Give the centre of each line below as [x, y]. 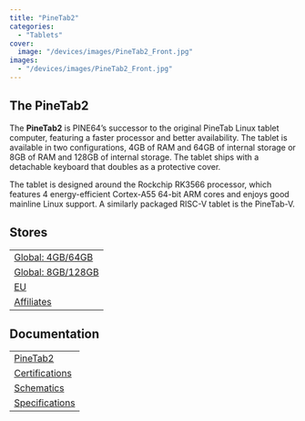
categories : [32, 26]
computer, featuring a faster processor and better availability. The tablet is [149, 137]
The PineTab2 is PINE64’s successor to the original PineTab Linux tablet [144, 128]
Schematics [39, 388]
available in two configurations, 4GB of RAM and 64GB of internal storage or [152, 147]
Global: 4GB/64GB [54, 257]
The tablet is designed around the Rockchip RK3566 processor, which [141, 184]
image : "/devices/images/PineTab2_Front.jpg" [106, 52]
